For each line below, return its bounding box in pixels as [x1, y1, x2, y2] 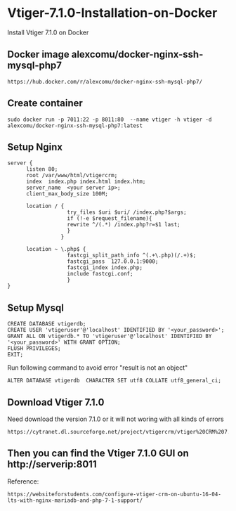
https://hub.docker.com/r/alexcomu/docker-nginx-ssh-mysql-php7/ [7, 78, 202, 85]
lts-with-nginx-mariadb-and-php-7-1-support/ [7, 497, 143, 504]
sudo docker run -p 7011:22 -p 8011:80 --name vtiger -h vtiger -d [7, 116, 212, 123]
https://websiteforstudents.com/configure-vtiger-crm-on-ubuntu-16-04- [7, 491, 221, 498]
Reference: [7, 477, 39, 486]
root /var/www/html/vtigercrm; [25, 172, 118, 179]
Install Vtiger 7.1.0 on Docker [7, 28, 89, 37]
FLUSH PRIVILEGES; [7, 345, 61, 352]
